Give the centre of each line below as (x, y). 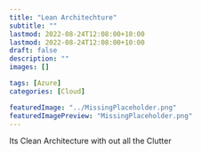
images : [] (29, 68)
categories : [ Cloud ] (48, 91)
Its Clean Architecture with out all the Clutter (90, 141)
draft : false (33, 51)
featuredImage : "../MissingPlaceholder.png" (93, 108)
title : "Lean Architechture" (63, 17)
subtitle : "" (33, 26)
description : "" (39, 59)
